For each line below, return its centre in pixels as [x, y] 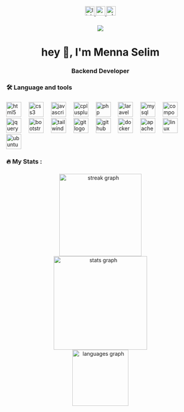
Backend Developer [100, 71]
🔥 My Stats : [24, 161]
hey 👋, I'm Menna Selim [100, 52]
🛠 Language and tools [39, 87]
